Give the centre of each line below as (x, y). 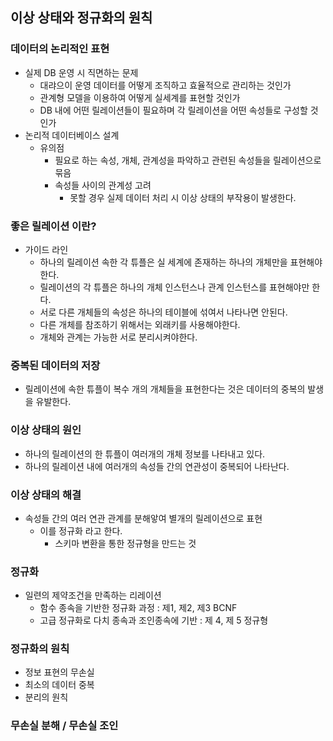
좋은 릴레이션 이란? (53, 226)
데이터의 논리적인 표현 (60, 49)
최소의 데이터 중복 (59, 685)
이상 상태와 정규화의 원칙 (81, 18)
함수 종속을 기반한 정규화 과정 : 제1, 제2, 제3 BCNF (138, 608)
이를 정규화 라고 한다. (81, 530)
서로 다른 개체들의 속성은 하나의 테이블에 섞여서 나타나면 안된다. (163, 312)
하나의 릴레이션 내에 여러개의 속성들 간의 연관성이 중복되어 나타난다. (157, 466)
